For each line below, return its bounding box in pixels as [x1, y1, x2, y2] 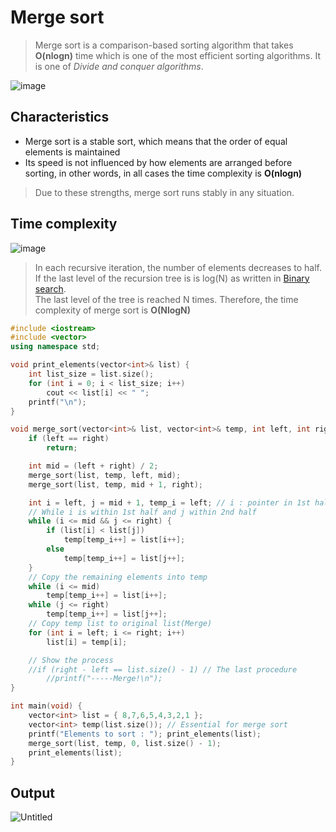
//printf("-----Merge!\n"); [46, 674, 163, 684]
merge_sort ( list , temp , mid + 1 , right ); [28, 479, 203, 490]
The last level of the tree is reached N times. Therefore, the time [34, 293, 299, 305]
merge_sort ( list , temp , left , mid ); [28, 470, 182, 480]
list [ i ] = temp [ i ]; [46, 637, 128, 647]
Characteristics [10, 109, 110, 126]
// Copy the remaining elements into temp [28, 572, 208, 582]
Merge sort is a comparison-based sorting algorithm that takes [34, 39, 294, 51]
